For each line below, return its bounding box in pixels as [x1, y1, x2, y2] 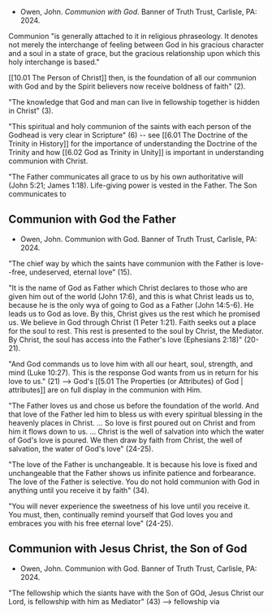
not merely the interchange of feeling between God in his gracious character [8, 40, 265, 50]
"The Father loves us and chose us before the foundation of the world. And [8, 400, 260, 410]
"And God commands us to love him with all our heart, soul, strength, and [8, 359, 253, 369]
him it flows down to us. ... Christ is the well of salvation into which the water [8, 426, 265, 436]
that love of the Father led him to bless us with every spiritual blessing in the [8, 409, 263, 419]
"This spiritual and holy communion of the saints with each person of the [8, 122, 252, 131]
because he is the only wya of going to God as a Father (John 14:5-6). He [8, 300, 254, 309]
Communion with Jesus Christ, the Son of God [8, 542, 248, 556]
